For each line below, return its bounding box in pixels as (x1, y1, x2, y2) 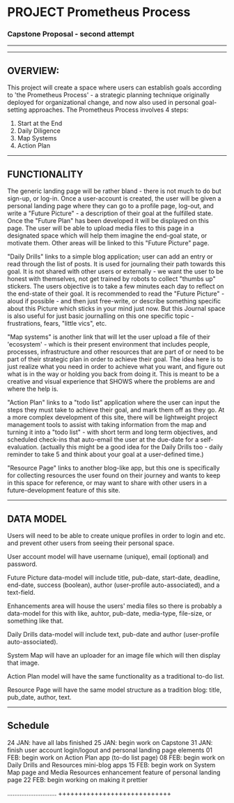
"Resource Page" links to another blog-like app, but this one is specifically (7, 464, 220, 472)
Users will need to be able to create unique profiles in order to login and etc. (7, 531, 226, 540)
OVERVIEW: (7, 64, 60, 77)
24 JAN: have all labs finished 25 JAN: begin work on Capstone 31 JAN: (7, 738, 213, 746)
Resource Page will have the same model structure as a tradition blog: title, (7, 686, 221, 694)
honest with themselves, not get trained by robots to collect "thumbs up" (7, 275, 216, 283)
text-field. (7, 588, 36, 596)
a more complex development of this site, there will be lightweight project (7, 413, 218, 421)
